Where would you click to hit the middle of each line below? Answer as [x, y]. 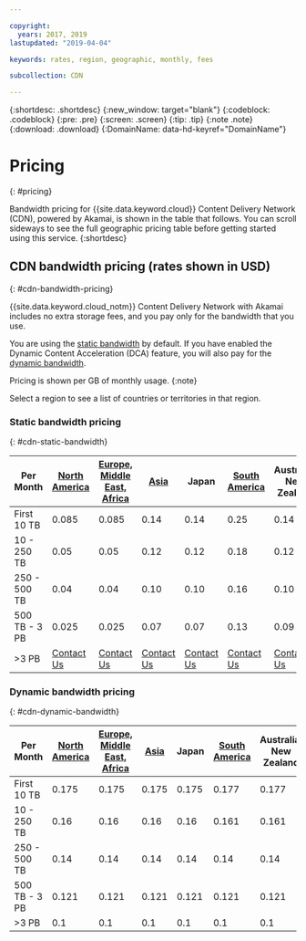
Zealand [281, 763]
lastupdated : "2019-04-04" [61, 43]
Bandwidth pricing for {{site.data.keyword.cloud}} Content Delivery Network [153, 209]
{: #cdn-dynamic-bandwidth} [65, 712]
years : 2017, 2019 [53, 34]
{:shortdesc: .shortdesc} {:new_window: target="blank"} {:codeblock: [140, 110]
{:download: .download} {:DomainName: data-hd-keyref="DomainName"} [148, 130]
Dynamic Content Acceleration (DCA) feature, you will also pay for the [141, 353]
